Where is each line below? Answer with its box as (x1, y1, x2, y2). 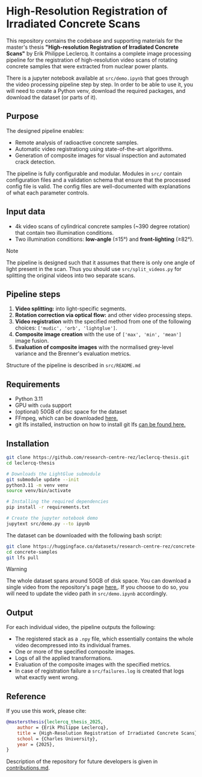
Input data (6, 206, 46, 217)
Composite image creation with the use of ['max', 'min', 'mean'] (14, 331, 182, 338)
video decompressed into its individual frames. (14, 642, 131, 649)
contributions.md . (6, 764, 50, 772)
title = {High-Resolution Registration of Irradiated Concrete (17, 730, 179, 736)
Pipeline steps (6, 289, 61, 299)
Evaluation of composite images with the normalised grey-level (14, 344, 174, 351)
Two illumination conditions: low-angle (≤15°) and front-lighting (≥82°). (14, 235, 194, 243)
